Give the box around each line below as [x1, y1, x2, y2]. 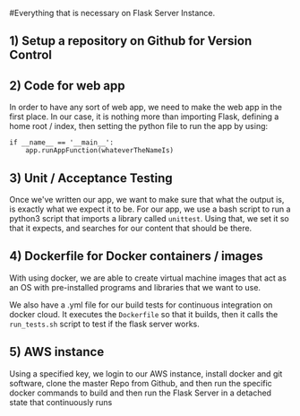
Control [9, 48, 52, 63]
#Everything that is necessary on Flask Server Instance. [9, 8, 216, 18]
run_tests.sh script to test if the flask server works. [9, 318, 200, 329]
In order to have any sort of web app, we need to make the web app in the [9, 102, 282, 113]
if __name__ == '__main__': [9, 138, 115, 147]
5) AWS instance [9, 344, 105, 360]
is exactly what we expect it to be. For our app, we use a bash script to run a [9, 204, 291, 214]
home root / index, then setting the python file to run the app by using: [9, 121, 269, 132]
